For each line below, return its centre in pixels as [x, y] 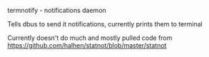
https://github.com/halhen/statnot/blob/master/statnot [87, 45]
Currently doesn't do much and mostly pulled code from [90, 38]
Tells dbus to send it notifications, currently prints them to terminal [105, 24]
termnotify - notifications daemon [57, 10]
